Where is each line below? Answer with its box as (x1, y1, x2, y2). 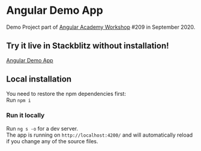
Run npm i (6, 96, 31, 104)
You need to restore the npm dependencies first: (6, 90, 126, 97)
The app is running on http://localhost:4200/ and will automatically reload (6, 131, 193, 138)
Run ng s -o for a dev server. (6, 125, 79, 132)
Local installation (6, 74, 72, 84)
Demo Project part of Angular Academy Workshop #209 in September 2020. (6, 23, 196, 31)
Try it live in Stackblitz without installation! (6, 41, 169, 51)
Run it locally (6, 111, 45, 120)
